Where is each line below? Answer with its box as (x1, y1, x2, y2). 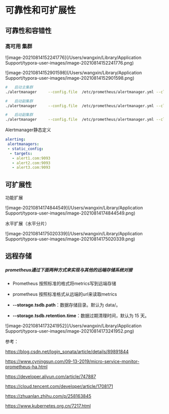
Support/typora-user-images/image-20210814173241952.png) (5, 328, 134, 334)
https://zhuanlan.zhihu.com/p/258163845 (5, 393, 92, 399)
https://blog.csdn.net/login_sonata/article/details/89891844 (5, 349, 129, 355)
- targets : (10, 151, 33, 156)
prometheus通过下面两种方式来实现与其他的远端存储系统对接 (5, 267, 133, 273)
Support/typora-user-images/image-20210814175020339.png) (5, 236, 135, 242)
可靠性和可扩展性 (5, 5, 76, 16)
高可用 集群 (5, 42, 33, 49)
